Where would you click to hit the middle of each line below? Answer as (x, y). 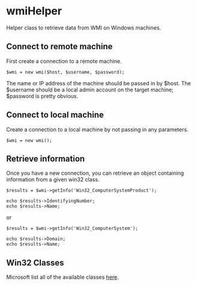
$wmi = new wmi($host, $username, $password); (65, 72)
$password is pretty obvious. (42, 96)
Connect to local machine (55, 115)
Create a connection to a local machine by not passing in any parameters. (97, 129)
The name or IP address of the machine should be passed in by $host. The (98, 83)
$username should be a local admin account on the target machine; (90, 90)
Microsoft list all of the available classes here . (62, 277)
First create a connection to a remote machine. (64, 61)
